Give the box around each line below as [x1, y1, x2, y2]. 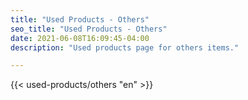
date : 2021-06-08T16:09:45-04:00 [10, 33, 150, 43]
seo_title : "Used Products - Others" [10, 24, 168, 34]
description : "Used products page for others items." [10, 42, 240, 53]
